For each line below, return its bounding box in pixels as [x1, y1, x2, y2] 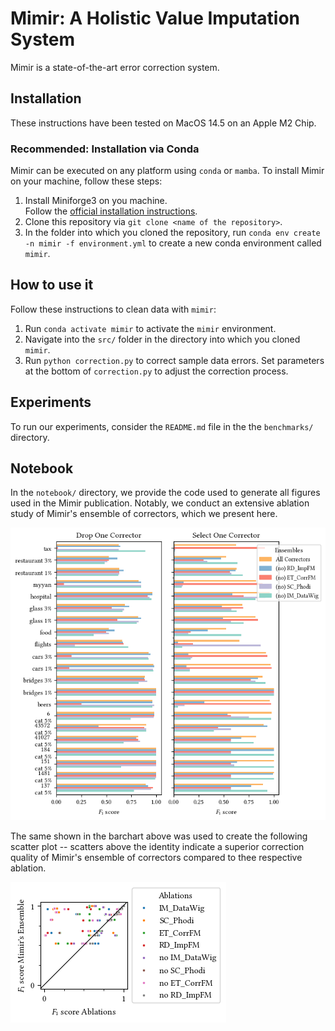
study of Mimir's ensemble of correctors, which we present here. [10, 508, 278, 520]
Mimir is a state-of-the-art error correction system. [10, 61, 220, 73]
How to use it [10, 277, 94, 294]
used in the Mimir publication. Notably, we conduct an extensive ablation [10, 497, 310, 509]
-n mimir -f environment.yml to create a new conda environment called [24, 237, 322, 249]
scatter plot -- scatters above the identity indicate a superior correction [10, 841, 305, 853]
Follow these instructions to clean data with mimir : [10, 303, 217, 315]
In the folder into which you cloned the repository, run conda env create [24, 227, 321, 239]
